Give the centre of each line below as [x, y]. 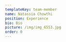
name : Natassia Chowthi [29, 14]
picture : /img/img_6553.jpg [33, 28]
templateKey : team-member [31, 9]
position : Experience [27, 18]
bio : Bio [14, 23]
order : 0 [14, 32]
